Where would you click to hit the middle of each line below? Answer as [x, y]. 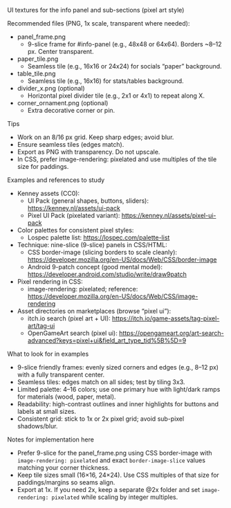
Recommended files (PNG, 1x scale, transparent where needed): [99, 23]
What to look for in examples [48, 354]
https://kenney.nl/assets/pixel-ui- [169, 215]
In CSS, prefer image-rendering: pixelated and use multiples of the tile [117, 159]
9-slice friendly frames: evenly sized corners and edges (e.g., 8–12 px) [118, 367]
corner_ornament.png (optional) [63, 103]
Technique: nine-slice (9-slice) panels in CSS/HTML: [92, 245]
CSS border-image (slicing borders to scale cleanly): [102, 252]
